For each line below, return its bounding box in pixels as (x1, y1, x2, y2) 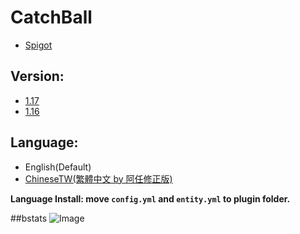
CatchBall (10, 6, 93, 29)
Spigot (24, 39, 53, 51)
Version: (10, 68, 65, 85)
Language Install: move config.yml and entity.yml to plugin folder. (10, 192, 291, 205)
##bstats (10, 212, 48, 224)
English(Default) (24, 161, 92, 173)
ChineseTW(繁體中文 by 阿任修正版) (24, 172, 173, 185)
